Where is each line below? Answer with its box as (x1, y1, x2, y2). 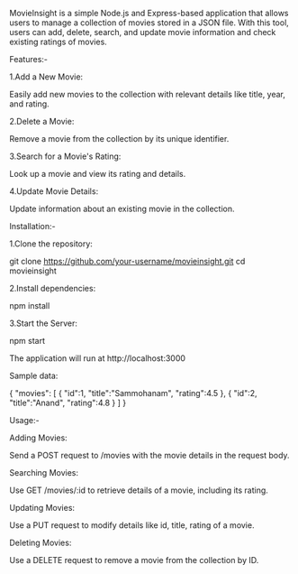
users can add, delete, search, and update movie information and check (9, 27, 276, 37)
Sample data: (9, 370, 59, 381)
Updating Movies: (9, 503, 75, 513)
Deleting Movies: (9, 537, 72, 548)
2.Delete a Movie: (9, 116, 75, 126)
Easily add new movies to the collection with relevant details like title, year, (9, 89, 286, 99)
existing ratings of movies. (9, 36, 108, 47)
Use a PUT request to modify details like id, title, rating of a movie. (9, 520, 255, 531)
